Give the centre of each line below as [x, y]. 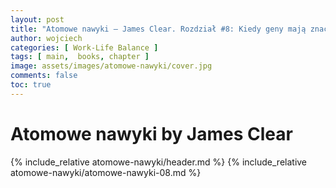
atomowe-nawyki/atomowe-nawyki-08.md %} [106, 172]
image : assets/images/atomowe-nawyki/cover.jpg [111, 66]
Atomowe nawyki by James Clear [151, 133]
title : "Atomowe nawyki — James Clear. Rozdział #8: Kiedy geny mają [158, 29]
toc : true [31, 85]
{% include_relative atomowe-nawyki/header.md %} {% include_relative [159, 162]
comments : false [44, 76]
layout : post [37, 19]
